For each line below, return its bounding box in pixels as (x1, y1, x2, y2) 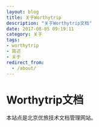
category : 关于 (6, 31, 43, 37)
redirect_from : (6, 59, 45, 65)
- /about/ (11, 65, 36, 71)
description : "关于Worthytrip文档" (6, 20, 92, 26)
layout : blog (6, 8, 39, 15)
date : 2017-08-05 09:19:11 (6, 25, 74, 32)
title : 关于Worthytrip (6, 15, 62, 21)
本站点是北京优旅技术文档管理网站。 (6, 114, 97, 122)
